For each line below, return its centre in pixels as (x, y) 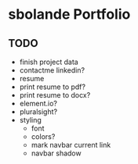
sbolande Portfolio (69, 14)
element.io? (38, 103)
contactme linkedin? (52, 70)
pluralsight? (38, 112)
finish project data (49, 62)
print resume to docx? (55, 95)
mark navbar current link (71, 145)
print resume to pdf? (53, 87)
